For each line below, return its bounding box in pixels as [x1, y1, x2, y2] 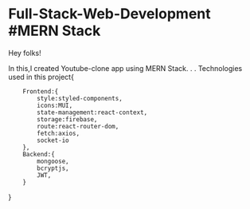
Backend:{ [22, 150, 56, 158]
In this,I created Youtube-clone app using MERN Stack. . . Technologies [8, 63, 243, 73]
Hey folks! [8, 48, 41, 57]
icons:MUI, [37, 101, 73, 109]
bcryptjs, [37, 164, 69, 172]
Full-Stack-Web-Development [8, 5, 211, 23]
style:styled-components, [37, 94, 123, 102]
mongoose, [37, 157, 69, 165]
